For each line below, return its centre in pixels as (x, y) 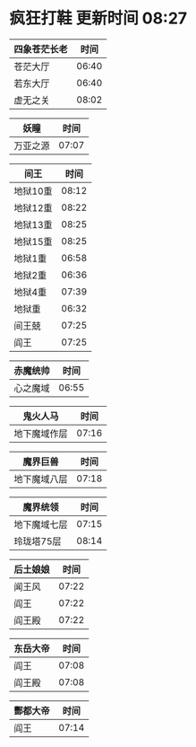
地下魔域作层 (41, 434)
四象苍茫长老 (41, 48)
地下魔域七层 (41, 524)
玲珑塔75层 (38, 541)
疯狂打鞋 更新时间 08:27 (98, 18)
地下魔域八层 (41, 479)
